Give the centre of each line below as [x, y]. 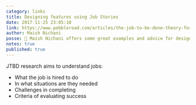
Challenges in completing [45, 90]
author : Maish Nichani [34, 33]
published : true [26, 50]
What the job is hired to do [46, 77]
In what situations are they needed [56, 83]
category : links [26, 11]
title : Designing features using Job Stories [62, 17]
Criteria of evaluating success [50, 96]
